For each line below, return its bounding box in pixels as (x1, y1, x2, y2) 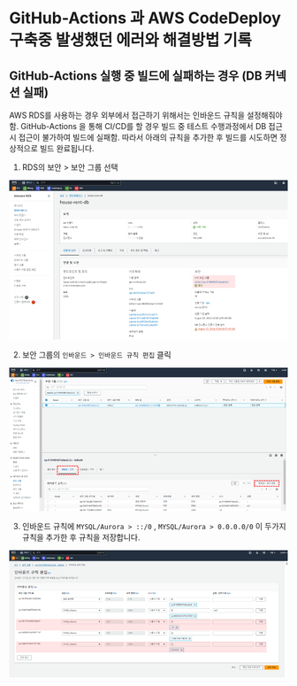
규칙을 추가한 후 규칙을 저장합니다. (21, 532, 141, 543)
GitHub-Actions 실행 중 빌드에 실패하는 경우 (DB (9, 68, 263, 83)
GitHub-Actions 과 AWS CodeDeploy (9, 8, 281, 28)
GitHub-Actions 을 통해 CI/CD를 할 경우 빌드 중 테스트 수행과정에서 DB (20, 121, 267, 131)
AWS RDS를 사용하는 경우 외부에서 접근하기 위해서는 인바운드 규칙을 (9, 110, 246, 120)
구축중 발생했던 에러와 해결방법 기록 (9, 30, 252, 50)
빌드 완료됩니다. (39, 143, 95, 153)
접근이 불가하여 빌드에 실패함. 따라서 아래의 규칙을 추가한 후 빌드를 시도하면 (18, 132, 278, 143)
